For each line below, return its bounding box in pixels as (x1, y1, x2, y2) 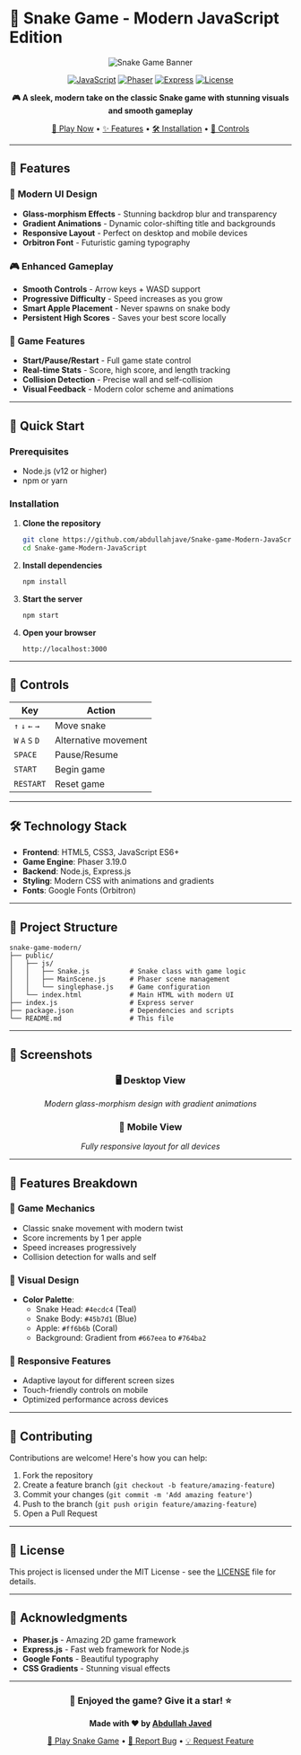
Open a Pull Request (21, 1508, 99, 1519)
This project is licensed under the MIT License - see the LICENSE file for (9, 1566, 276, 1577)
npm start (21, 611, 60, 620)
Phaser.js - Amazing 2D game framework (21, 1634, 176, 1645)
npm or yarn (21, 475, 68, 486)
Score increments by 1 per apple (21, 1232, 142, 1243)
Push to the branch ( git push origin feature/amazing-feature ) (21, 1499, 257, 1510)
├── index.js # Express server (9, 999, 194, 1008)
